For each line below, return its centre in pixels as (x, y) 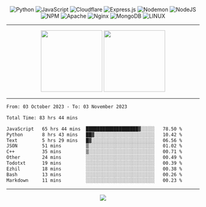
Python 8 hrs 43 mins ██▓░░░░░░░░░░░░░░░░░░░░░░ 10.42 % (94, 135)
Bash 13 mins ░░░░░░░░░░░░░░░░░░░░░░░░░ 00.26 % (94, 174)
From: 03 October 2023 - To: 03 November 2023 (67, 107)
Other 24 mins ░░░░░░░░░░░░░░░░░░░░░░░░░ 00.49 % (94, 158)
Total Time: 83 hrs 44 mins (42, 118)
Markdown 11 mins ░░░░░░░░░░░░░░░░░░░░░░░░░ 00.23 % (94, 180)
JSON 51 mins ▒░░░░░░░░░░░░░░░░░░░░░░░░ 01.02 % (94, 146)
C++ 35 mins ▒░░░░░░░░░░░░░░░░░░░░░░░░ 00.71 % (94, 152)
